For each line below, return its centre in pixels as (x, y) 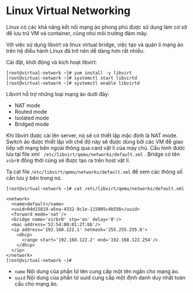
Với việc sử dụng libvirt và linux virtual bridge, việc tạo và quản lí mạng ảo (95, 45)
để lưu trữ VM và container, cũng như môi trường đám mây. (77, 33)
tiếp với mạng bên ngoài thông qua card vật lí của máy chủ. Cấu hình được (96, 148)
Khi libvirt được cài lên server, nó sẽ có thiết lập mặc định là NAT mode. (92, 135)
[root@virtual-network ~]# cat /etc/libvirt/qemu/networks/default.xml (95, 189)
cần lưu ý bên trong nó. (34, 178)
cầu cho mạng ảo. (36, 284)
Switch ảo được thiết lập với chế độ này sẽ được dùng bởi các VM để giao (95, 141)
